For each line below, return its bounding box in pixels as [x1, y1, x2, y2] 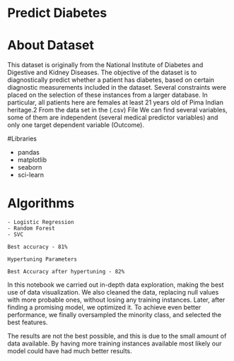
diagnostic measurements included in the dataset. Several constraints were [7, 83, 227, 92]
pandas [17, 148, 40, 157]
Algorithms [7, 196, 75, 211]
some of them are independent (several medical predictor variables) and [7, 113, 218, 122]
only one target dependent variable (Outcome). [7, 121, 145, 129]
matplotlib [17, 155, 47, 164]
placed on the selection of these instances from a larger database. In [7, 90, 209, 100]
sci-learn [17, 171, 45, 179]
